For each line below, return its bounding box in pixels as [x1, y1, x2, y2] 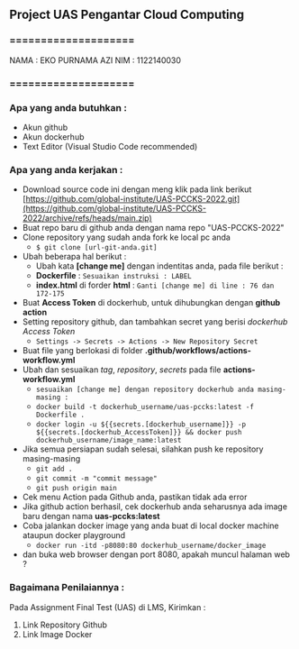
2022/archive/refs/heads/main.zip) [22, 213, 153, 224]
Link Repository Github [22, 619, 108, 630]
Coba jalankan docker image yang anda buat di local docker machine [22, 520, 279, 531]
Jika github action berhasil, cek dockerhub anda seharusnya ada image [22, 501, 288, 512]
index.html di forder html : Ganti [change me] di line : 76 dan [35, 279, 275, 291]
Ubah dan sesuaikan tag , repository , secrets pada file [22, 364, 222, 375]
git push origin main [35, 484, 117, 493]
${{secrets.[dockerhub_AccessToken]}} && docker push [35, 428, 242, 437]
